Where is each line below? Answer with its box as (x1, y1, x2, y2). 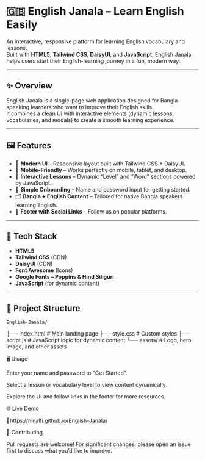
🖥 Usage (6, 355, 28, 362)
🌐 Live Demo (6, 404, 40, 412)
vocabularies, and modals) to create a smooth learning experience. (6, 116, 175, 123)
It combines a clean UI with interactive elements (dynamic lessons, (6, 110, 174, 117)
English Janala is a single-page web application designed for (6, 96, 159, 104)
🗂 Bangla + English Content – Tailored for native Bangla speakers (15, 192, 183, 199)
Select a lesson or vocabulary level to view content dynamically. (6, 381, 168, 389)
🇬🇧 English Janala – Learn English (6, 4, 184, 18)
